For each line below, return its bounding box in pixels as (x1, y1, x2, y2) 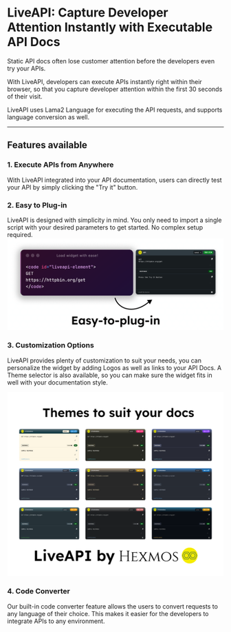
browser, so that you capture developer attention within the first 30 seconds (7, 85, 223, 93)
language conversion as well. (7, 112, 90, 121)
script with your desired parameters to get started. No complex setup (7, 223, 203, 232)
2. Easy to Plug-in (7, 200, 67, 210)
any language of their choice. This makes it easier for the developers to (7, 609, 209, 618)
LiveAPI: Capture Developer (7, 5, 168, 21)
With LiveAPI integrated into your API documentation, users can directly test (7, 176, 222, 184)
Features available (7, 139, 88, 151)
